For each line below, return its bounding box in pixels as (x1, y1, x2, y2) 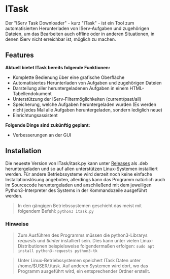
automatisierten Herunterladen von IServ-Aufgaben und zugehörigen (5, 25, 150, 31)
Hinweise (5, 220, 29, 228)
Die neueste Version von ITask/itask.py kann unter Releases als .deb (5, 160, 148, 166)
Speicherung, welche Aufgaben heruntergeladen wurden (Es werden (12, 101, 156, 107)
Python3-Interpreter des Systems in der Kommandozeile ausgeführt (5, 187, 147, 193)
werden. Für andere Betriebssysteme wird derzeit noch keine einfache (5, 171, 152, 177)
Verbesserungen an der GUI (12, 132, 72, 138)
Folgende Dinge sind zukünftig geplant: (5, 122, 90, 128)
